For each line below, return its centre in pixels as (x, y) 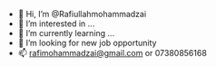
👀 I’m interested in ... (56, 24)
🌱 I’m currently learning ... (66, 33)
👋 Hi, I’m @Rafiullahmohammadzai (82, 14)
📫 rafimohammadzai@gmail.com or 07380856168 (112, 53)
